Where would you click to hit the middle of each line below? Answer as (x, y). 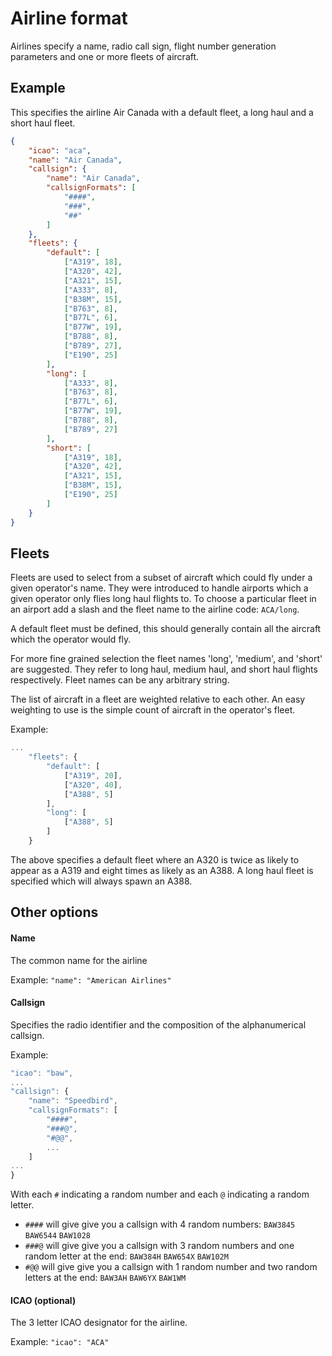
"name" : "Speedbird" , (73, 1101)
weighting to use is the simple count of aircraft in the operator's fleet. (153, 710)
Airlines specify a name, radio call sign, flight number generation (143, 46)
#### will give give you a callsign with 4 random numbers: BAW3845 (160, 1224)
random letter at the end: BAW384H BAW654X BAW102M (126, 1256)
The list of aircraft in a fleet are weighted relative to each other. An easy (158, 699)
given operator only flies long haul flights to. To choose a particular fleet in (163, 599)
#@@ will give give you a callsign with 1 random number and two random (171, 1267)
